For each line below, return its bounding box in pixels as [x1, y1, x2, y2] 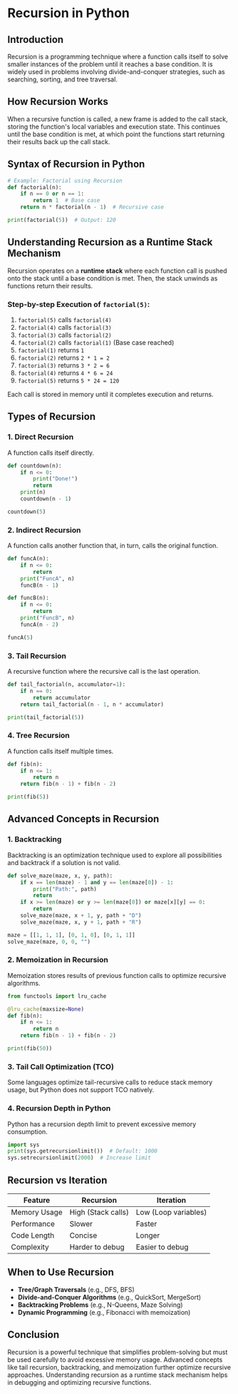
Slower [69, 1218, 93, 1228]
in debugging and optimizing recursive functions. [7, 1378, 152, 1386]
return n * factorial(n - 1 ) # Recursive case [20, 203, 164, 211]
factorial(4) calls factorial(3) [17, 323, 112, 331]
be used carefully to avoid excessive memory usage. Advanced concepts [7, 1355, 223, 1364]
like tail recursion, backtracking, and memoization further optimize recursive [7, 1363, 232, 1371]
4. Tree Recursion [7, 730, 70, 740]
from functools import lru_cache [7, 992, 107, 1000]
